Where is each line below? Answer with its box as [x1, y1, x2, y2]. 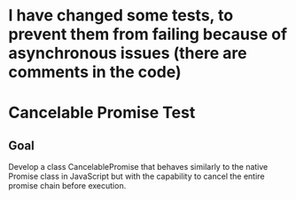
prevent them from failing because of [8, 24, 288, 44]
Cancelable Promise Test [8, 103, 196, 123]
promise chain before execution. [8, 180, 127, 191]
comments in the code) [8, 62, 183, 83]
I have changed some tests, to [8, 5, 234, 26]
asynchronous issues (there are [8, 44, 247, 63]
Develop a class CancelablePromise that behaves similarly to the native [8, 162, 269, 172]
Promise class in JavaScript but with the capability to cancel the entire [8, 171, 265, 182]
